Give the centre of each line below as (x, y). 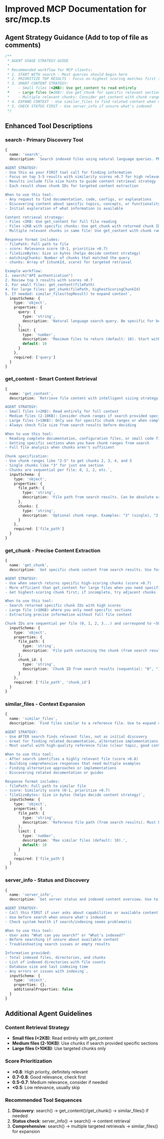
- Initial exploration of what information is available (64, 208)
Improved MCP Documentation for (76, 9)
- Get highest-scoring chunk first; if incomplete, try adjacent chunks (81, 592)
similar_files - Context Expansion (45, 704)
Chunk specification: (27, 456)
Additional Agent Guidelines (49, 1014)
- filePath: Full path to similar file (46, 786)
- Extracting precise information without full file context (69, 615)
